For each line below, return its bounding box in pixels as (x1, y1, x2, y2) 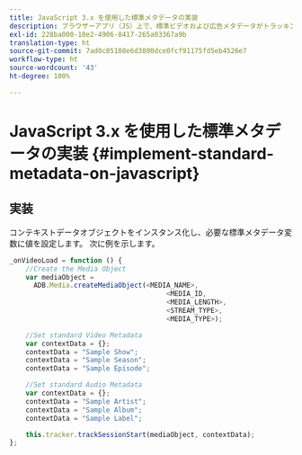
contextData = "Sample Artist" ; (25, 397, 147, 406)
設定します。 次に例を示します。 (40, 237, 160, 248)
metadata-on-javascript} (9, 163, 200, 183)
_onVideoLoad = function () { (9, 255, 123, 265)
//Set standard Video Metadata (25, 330, 143, 340)
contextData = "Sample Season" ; (25, 356, 147, 365)
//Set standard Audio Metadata (25, 380, 143, 389)
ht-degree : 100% (9, 72, 70, 81)
